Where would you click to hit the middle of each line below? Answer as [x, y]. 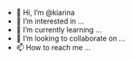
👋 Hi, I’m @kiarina [45, 13]
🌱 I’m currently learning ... [59, 30]
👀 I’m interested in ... [50, 21]
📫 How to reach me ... [53, 47]
